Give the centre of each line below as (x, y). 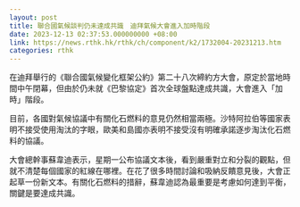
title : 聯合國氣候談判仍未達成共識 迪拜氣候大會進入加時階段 (110, 26)
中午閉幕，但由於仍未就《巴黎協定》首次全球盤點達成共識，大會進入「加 (150, 88)
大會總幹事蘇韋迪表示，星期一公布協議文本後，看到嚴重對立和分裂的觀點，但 (150, 160)
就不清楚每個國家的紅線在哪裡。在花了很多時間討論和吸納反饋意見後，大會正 (150, 171)
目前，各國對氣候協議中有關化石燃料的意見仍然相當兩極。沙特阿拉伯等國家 (146, 119)
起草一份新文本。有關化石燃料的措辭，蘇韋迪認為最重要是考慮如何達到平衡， (150, 182)
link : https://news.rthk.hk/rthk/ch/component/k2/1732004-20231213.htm (145, 42)
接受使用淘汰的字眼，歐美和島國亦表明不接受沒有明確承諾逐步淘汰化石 (154, 129)
